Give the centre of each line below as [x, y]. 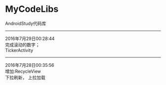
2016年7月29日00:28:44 [30, 39]
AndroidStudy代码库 [26, 23]
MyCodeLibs [32, 9]
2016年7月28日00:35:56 [30, 65]
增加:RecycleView [23, 71]
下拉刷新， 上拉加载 [25, 77]
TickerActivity [19, 50]
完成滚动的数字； [22, 44]
